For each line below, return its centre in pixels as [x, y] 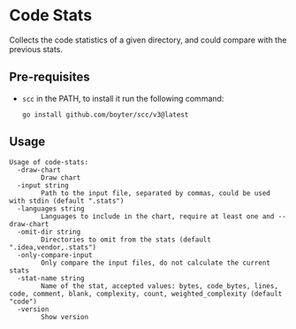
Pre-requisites [49, 77]
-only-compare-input [55, 255]
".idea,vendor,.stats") [53, 247]
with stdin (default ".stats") [67, 201]
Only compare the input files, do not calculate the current [156, 263]
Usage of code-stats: [49, 162]
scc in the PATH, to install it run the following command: [123, 98]
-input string [43, 185]
